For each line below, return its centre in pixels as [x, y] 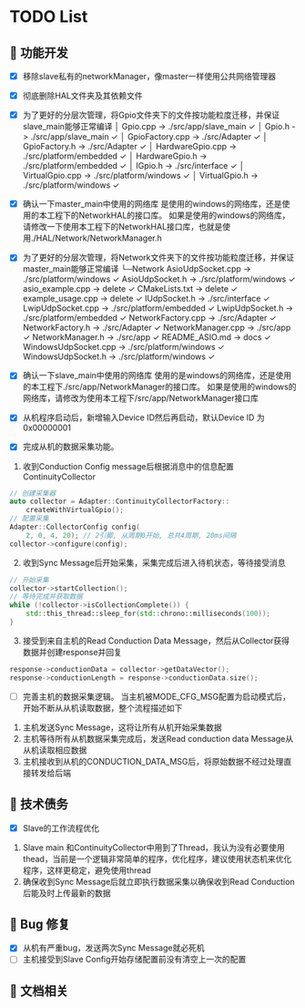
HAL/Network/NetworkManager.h [99, 238]
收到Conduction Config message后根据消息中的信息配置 [128, 466]
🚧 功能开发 [39, 52]
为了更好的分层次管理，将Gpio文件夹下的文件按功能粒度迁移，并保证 [151, 115]
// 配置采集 [30, 519]
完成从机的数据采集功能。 [71, 447]
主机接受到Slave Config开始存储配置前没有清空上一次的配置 [134, 960]
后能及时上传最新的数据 [66, 893]
